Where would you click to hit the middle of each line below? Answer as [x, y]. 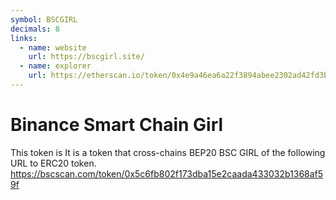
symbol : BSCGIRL [44, 19]
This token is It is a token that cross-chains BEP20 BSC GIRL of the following [168, 152]
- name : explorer [55, 66]
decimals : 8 [35, 29]
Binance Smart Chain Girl [117, 125]
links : [24, 38]
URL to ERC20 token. [53, 163]
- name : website [53, 47]
